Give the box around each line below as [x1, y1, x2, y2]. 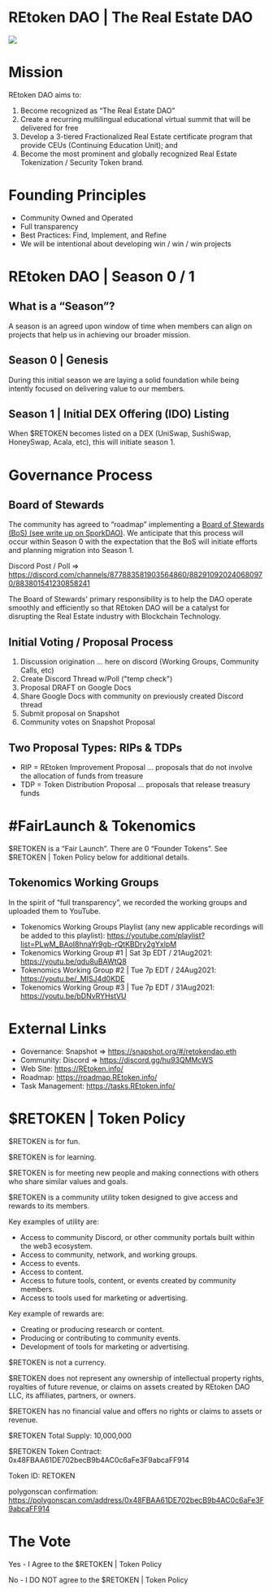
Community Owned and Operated [19, 212, 134, 223]
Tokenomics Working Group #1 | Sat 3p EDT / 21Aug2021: [19, 947, 213, 957]
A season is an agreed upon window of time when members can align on [8, 321, 253, 331]
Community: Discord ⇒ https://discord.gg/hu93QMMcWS [19, 1055, 214, 1064]
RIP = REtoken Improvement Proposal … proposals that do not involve [19, 763, 253, 773]
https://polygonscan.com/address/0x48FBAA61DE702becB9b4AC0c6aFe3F [8, 1495, 265, 1504]
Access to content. [19, 1267, 84, 1277]
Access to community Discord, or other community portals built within [19, 1232, 255, 1242]
